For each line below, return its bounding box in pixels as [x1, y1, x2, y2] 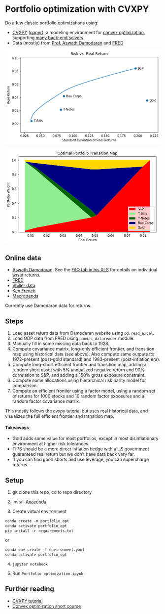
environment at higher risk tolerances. [12, 441, 90, 447]
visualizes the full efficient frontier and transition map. [5, 413, 115, 419]
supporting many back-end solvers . [12, 35, 85, 41]
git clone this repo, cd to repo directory [12, 489, 92, 495]
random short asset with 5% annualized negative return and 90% [12, 367, 145, 373]
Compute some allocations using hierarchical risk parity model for [12, 377, 146, 383]
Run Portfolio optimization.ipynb [12, 570, 84, 576]
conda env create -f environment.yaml [5, 547, 85, 552]
